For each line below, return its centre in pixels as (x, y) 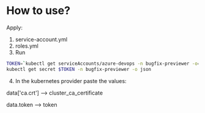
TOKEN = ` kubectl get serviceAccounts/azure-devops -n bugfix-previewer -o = (103, 64)
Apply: (15, 27)
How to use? (38, 11)
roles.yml (27, 46)
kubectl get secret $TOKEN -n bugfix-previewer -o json (79, 69)
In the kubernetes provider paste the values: (71, 81)
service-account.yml (41, 39)
